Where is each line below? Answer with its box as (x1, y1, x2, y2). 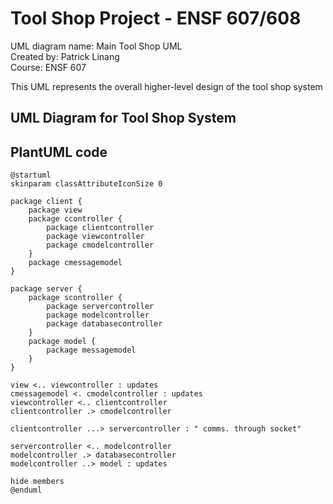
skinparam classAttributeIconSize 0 (10, 179, 163, 189)
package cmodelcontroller (46, 240, 155, 251)
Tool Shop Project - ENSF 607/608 (10, 7, 302, 30)
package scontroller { (28, 293, 123, 303)
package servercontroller (46, 302, 155, 312)
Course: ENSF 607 (10, 61, 87, 73)
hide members (10, 477, 65, 487)
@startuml (10, 170, 52, 181)
